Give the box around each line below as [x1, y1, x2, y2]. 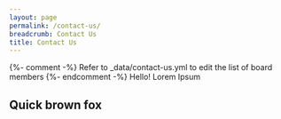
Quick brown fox [9, 97, 102, 112]
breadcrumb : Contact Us [9, 29, 98, 38]
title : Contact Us [9, 37, 77, 47]
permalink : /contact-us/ [9, 21, 101, 30]
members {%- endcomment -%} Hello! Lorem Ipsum [9, 72, 201, 83]
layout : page [9, 12, 58, 22]
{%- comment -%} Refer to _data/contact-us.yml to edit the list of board [9, 62, 273, 73]
